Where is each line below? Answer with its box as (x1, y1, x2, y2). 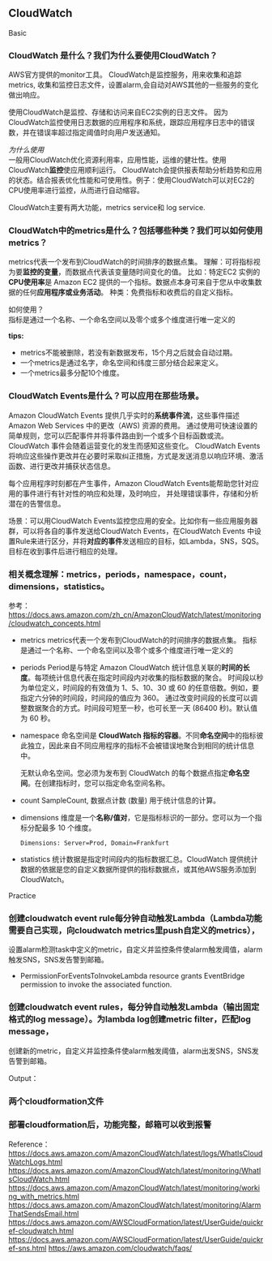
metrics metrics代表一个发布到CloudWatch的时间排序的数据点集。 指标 (19, 635, 257, 644)
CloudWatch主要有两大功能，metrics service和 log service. (8, 203, 206, 213)
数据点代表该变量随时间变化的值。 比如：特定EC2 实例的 (71, 267, 261, 277)
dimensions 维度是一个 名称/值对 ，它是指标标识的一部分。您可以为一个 (19, 813, 255, 822)
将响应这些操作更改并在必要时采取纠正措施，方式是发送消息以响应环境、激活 (8, 450, 264, 461)
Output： (8, 1073, 39, 1082)
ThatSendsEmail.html (8, 1208, 79, 1218)
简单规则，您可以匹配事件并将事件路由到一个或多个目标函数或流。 (8, 430, 228, 441)
